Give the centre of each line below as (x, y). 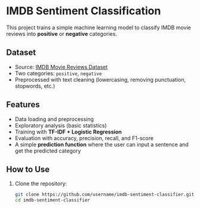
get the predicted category (48, 151)
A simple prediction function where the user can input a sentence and (102, 144)
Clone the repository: (41, 184)
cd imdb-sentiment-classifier (53, 200)
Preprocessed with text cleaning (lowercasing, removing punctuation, (100, 79)
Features (23, 105)
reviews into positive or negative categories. (62, 33)
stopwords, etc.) (35, 86)
